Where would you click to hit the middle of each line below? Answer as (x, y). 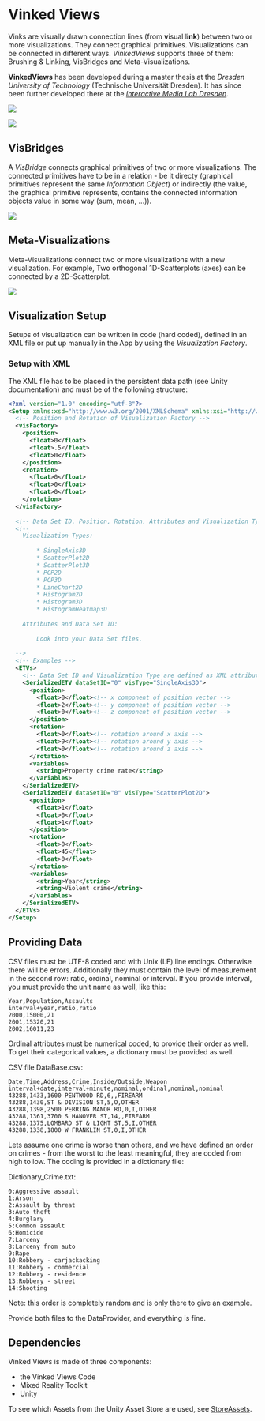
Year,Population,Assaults (50, 1001)
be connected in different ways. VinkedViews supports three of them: (121, 53)
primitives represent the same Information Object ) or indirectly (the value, (128, 184)
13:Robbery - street (42, 1281)
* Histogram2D (60, 595)
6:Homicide (26, 1233)
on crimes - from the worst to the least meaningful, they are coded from (125, 1153)
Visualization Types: (58, 536)
